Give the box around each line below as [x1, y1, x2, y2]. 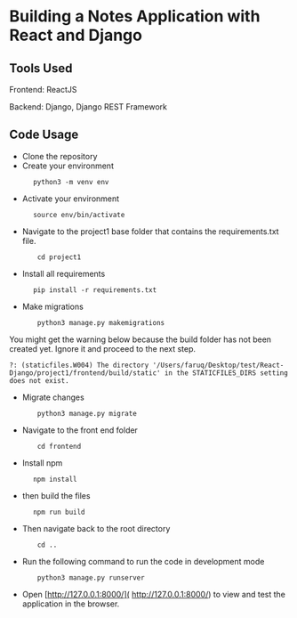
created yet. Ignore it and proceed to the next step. [9, 343, 197, 354]
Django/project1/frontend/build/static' [9, 368, 162, 378]
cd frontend [36, 442, 82, 451]
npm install [32, 475, 77, 484]
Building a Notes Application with [9, 6, 261, 27]
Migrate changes [21, 392, 84, 403]
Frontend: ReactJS [9, 85, 77, 94]
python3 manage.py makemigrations [36, 318, 165, 327]
